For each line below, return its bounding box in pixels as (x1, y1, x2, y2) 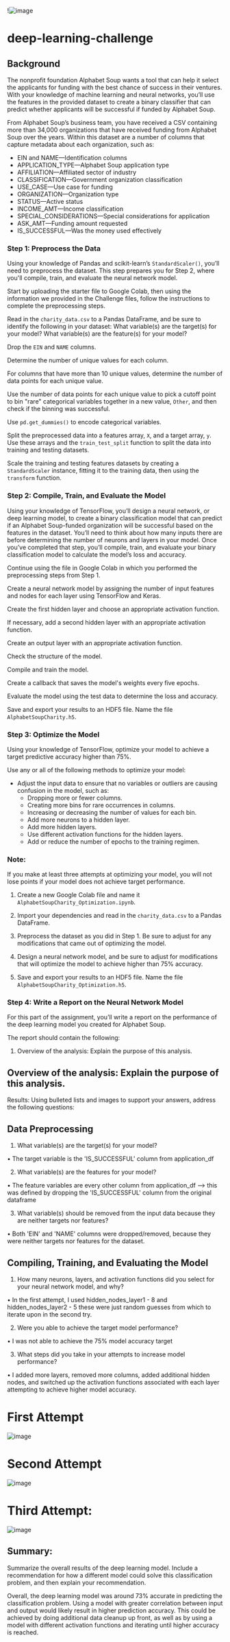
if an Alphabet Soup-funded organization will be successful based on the (7, 521, 214, 529)
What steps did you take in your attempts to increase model (16, 1350, 186, 1358)
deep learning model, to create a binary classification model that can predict (7, 513, 222, 522)
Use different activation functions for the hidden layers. (27, 830, 183, 838)
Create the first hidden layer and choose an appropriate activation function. (7, 605, 220, 613)
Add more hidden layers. (27, 822, 97, 831)
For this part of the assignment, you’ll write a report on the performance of (7, 1013, 218, 1021)
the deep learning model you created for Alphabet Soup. (7, 1020, 166, 1029)
